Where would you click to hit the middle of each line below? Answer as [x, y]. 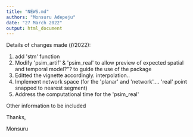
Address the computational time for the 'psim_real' [77, 94]
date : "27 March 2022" [34, 23]
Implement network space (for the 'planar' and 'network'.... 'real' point [101, 82]
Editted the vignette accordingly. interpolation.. [72, 75]
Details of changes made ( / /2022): [49, 45]
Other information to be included [46, 106]
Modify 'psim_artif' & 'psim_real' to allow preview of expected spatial [99, 63]
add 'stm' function [37, 56]
